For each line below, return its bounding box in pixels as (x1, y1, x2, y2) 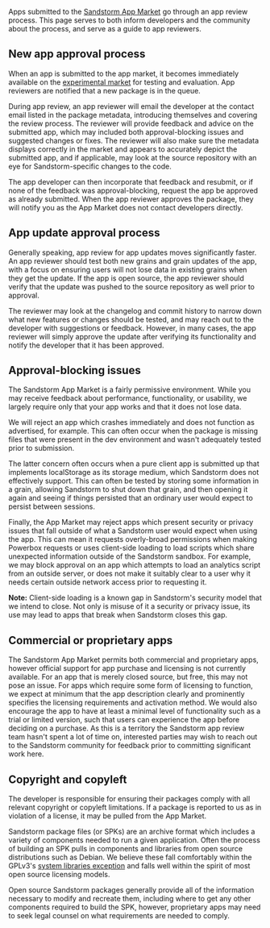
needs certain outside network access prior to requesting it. (8, 577, 207, 587)
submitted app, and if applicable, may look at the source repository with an (8, 152, 257, 162)
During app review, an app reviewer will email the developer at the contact (8, 101, 255, 111)
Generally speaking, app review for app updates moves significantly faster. (8, 248, 257, 257)
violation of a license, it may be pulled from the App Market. (8, 811, 207, 821)
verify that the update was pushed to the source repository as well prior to (8, 281, 255, 291)
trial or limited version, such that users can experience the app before (8, 715, 240, 725)
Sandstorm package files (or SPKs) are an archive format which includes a (8, 826, 255, 837)
